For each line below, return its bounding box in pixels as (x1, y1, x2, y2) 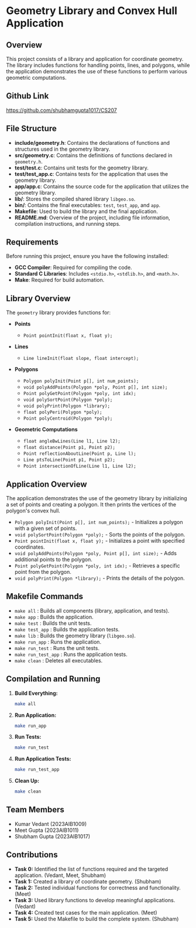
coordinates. (14, 543, 45, 550)
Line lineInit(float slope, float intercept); (23, 356, 139, 362)
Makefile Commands (6, 592, 84, 601)
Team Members (6, 805, 64, 815)
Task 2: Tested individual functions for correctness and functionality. (14, 884, 181, 891)
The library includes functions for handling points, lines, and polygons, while (6, 62, 190, 69)
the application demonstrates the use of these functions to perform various (6, 68, 187, 74)
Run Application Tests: (14, 755, 71, 763)
